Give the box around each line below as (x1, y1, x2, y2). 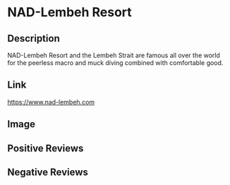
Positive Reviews (7, 142, 84, 154)
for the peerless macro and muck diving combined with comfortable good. (7, 59, 224, 67)
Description (7, 32, 60, 44)
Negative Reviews (7, 166, 88, 178)
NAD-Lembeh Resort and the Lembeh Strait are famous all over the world (7, 51, 221, 59)
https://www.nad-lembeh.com (7, 97, 95, 106)
